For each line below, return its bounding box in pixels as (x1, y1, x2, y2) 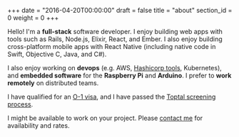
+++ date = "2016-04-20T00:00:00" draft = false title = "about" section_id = (7, 6, 233, 14)
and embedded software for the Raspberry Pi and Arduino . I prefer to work (7, 71, 232, 80)
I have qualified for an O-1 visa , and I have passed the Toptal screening (7, 92, 216, 101)
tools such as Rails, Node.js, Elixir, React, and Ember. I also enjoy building (7, 35, 223, 43)
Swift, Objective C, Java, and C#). (7, 50, 107, 58)
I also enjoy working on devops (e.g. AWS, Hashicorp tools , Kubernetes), (7, 64, 223, 72)
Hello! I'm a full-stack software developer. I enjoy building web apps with (7, 28, 223, 35)
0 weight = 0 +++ (7, 13, 59, 22)
